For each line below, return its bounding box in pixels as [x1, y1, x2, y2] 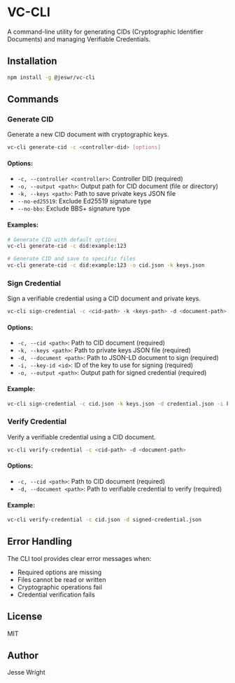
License [7, 611, 43, 623]
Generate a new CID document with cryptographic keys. [7, 131, 169, 139]
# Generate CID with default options [7, 236, 117, 243]
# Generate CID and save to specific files [7, 256, 136, 263]
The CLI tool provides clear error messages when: [7, 554, 152, 562]
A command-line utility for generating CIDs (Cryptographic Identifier [7, 27, 204, 36]
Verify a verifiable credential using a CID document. [7, 432, 156, 441]
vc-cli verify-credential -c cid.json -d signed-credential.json [7, 517, 201, 524]
